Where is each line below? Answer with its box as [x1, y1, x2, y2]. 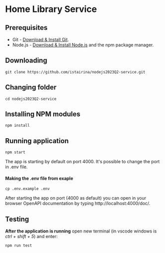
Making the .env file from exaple [5, 175, 74, 181]
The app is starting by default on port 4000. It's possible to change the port [5, 159, 160, 165]
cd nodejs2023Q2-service [5, 96, 57, 101]
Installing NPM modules [5, 110, 81, 118]
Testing [5, 215, 29, 223]
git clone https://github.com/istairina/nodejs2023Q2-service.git [5, 69, 146, 74]
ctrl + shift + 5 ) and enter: [5, 234, 58, 240]
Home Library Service [5, 3, 97, 15]
